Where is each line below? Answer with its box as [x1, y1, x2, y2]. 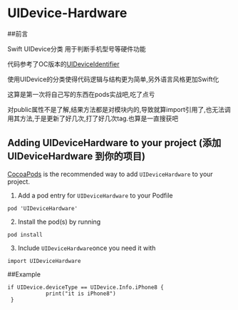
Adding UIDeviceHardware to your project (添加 [7, 137, 222, 149]
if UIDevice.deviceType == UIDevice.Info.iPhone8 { [7, 284, 164, 291]
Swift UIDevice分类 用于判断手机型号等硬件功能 [7, 44, 146, 53]
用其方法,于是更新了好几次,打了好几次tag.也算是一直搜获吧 [7, 114, 179, 123]
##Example [7, 269, 41, 279]
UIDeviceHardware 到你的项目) [7, 150, 146, 162]
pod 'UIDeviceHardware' [7, 205, 78, 212]
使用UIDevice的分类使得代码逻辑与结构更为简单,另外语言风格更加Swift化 [7, 75, 219, 83]
